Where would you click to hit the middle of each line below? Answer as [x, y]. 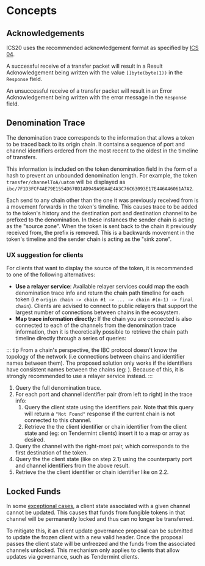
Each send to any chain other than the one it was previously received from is [103, 200]
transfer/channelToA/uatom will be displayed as [66, 182]
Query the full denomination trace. [58, 388]
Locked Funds [34, 491]
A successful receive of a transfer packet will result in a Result [85, 66]
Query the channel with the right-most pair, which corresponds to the [103, 446]
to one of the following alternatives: [51, 274]
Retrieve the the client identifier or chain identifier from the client [106, 427]
